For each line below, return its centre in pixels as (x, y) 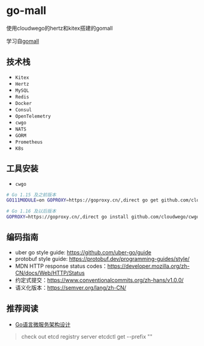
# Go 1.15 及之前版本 (31, 195)
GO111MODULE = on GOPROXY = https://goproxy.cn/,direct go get (83, 200)
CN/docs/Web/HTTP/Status (50, 273)
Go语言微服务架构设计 (43, 324)
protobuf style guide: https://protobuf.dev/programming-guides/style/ (102, 259)
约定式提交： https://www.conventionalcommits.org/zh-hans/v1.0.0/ (99, 280)
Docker (23, 103)
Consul (23, 110)
